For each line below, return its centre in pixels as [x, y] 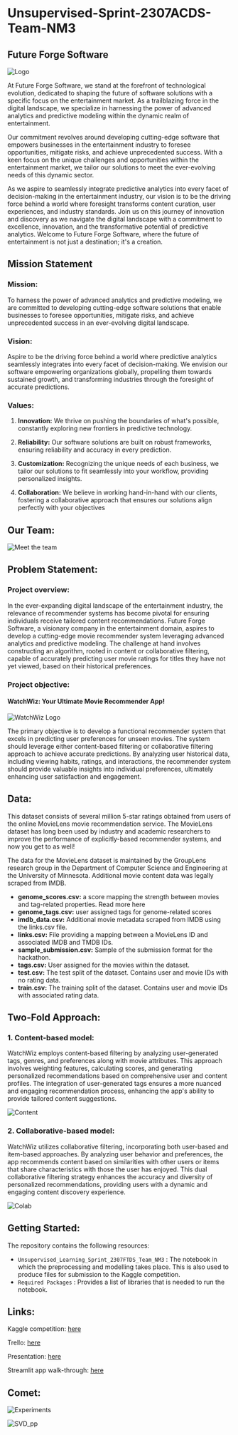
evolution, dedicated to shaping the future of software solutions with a [110, 93]
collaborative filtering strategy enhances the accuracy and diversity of [110, 1176]
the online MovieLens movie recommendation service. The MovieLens [110, 824]
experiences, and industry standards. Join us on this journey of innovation [116, 211]
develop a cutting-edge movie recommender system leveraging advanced [116, 636]
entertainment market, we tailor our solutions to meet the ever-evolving [112, 167]
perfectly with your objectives [61, 508]
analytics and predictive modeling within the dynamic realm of [98, 116]
